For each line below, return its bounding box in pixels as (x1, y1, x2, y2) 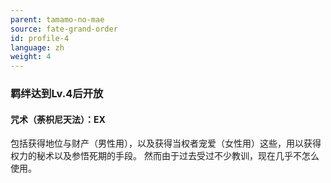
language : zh (10, 42, 65, 53)
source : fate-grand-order (10, 24, 118, 34)
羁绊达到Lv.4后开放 (10, 87, 104, 101)
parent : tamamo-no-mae (10, 14, 105, 25)
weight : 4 (10, 52, 52, 62)
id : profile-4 (10, 33, 70, 43)
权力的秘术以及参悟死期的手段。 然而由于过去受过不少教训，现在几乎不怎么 (10, 150, 320, 162)
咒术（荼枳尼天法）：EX (10, 113, 106, 125)
